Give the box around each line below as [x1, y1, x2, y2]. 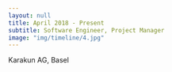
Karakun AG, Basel [8, 55, 70, 65]
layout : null [8, 11, 52, 20]
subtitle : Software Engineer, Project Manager [8, 26, 165, 34]
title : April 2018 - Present [8, 19, 105, 27]
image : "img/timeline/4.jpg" [8, 33, 105, 42]
